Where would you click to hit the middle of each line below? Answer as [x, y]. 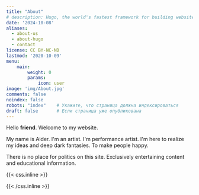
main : [24, 67]
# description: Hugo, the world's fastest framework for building [90, 17]
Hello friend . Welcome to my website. [52, 127]
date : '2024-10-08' [30, 23]
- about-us [25, 34]
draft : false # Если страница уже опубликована [74, 111]
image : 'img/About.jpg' [36, 89]
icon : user [51, 84]
